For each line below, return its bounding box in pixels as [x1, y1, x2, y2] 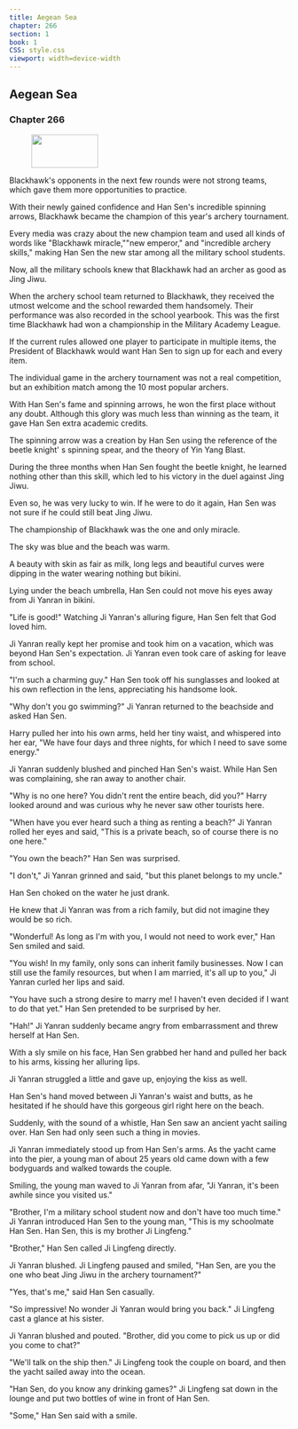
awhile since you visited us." [9, 1190, 114, 1200]
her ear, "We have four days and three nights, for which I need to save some [9, 737, 287, 748]
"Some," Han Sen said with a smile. [9, 1409, 137, 1420]
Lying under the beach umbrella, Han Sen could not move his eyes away [9, 585, 273, 595]
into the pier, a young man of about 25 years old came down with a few [9, 1153, 269, 1164]
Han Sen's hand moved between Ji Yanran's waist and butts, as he [9, 1090, 254, 1101]
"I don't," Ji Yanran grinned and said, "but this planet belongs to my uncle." [9, 870, 283, 881]
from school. [9, 657, 56, 668]
